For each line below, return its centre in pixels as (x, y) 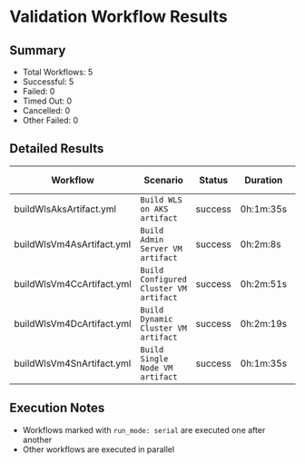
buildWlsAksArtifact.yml (65, 209)
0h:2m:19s (264, 323)
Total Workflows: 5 (58, 72)
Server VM (162, 248)
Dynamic (157, 319)
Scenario (164, 180)
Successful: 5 (48, 82)
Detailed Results (57, 148)
